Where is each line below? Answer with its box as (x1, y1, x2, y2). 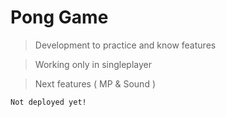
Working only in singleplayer (34, 58, 153, 70)
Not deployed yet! (10, 97, 87, 107)
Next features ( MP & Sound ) (34, 77, 157, 90)
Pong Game (10, 6, 109, 29)
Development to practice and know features (34, 39, 217, 51)
